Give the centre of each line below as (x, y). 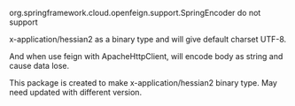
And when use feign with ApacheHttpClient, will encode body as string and (146, 56)
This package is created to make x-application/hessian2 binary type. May (143, 83)
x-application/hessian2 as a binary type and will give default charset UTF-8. (148, 39)
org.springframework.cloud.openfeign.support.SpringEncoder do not (135, 13)
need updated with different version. (76, 92)
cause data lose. (39, 66)
